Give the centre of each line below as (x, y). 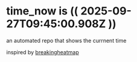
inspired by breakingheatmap (43, 52)
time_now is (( (42, 11)
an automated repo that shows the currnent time (66, 40)
